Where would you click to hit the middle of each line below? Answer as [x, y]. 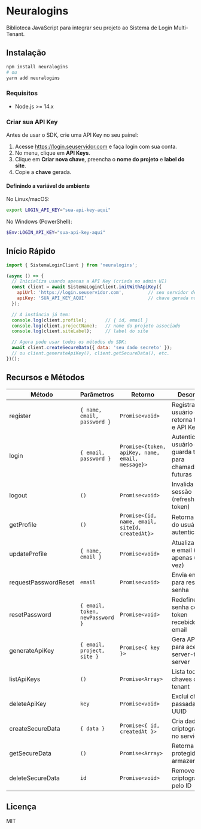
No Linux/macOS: [28, 199]
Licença [22, 807]
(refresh [183, 499]
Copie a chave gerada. [43, 172]
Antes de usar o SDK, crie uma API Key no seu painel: [72, 135]
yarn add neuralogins [33, 78]
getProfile [23, 524]
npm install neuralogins [37, 67]
